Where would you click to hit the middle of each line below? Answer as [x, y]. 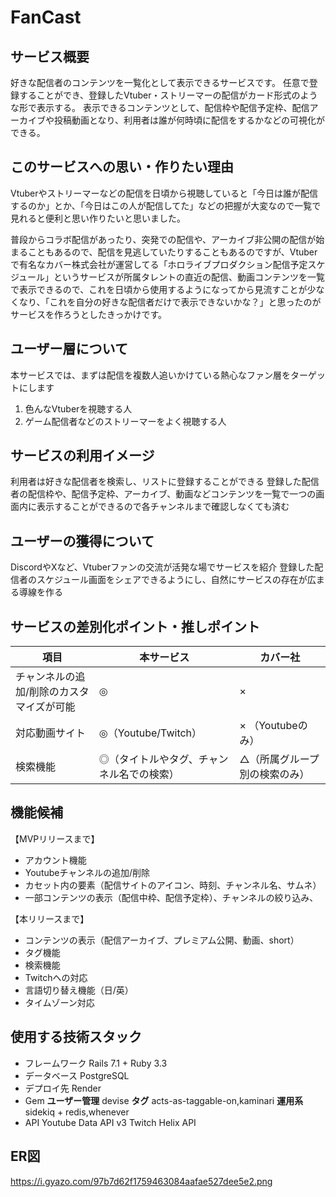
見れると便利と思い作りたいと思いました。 [98, 218]
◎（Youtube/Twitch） [150, 733]
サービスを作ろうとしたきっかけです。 [89, 314]
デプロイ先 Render [63, 1088]
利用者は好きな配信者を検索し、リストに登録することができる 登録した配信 [165, 482]
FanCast [46, 17]
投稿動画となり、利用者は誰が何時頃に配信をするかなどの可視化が [189, 120]
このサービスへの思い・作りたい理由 [122, 167]
